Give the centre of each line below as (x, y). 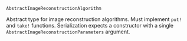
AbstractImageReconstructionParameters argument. (68, 32)
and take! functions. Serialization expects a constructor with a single (90, 25)
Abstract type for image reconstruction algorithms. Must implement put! (94, 19)
